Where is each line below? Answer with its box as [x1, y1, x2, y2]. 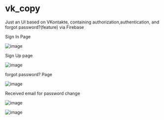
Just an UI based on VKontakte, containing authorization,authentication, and [5, 19, 160, 25]
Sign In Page [5, 34, 31, 40]
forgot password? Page [5, 71, 53, 77]
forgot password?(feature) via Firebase [5, 24, 84, 30]
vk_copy [5, 3, 41, 14]
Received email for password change [5, 90, 80, 96]
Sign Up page [5, 52, 33, 59]
